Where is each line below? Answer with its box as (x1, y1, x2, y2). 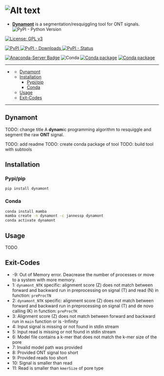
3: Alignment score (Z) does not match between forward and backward (12, 313, 155, 319)
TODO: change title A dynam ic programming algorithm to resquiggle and (5, 126, 151, 132)
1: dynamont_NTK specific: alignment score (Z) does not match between (12, 282, 153, 288)
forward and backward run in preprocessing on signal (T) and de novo (12, 303, 154, 309)
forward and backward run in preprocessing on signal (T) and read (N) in (12, 287, 159, 293)
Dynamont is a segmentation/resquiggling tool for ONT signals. (12, 21, 140, 27)
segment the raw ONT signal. (5, 132, 64, 137)
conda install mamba (5, 209, 47, 214)
